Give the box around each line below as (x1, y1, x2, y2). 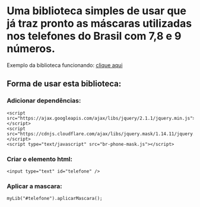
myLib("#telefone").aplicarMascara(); (7, 196, 103, 202)
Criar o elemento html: (7, 155, 73, 163)
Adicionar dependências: (7, 97, 81, 105)
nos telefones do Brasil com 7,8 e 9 (7, 30, 182, 43)
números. (7, 42, 56, 56)
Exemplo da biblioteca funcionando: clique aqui (7, 61, 123, 69)
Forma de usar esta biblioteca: (7, 79, 122, 89)
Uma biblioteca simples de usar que (7, 4, 186, 18)
